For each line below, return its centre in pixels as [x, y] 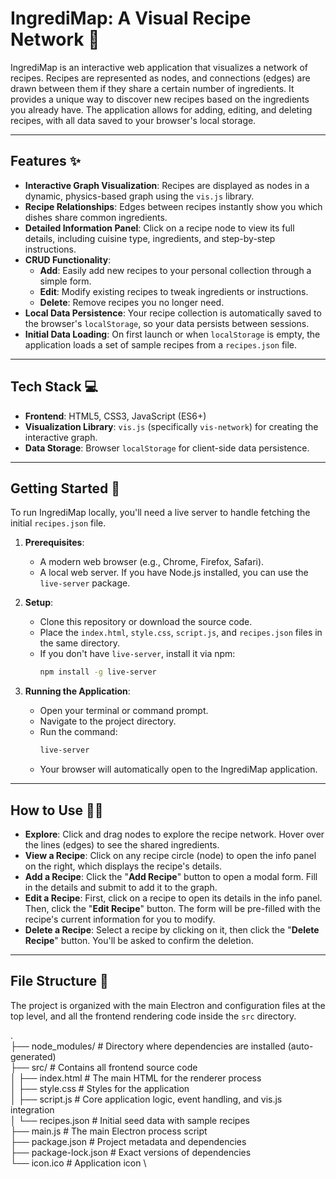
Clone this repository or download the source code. [146, 622]
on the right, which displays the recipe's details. [123, 866]
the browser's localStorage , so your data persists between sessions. [167, 323]
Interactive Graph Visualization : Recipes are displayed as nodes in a [167, 185]
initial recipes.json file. [58, 523]
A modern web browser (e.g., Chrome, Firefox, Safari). [152, 562]
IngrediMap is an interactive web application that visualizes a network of [159, 67]
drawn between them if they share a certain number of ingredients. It [152, 88]
